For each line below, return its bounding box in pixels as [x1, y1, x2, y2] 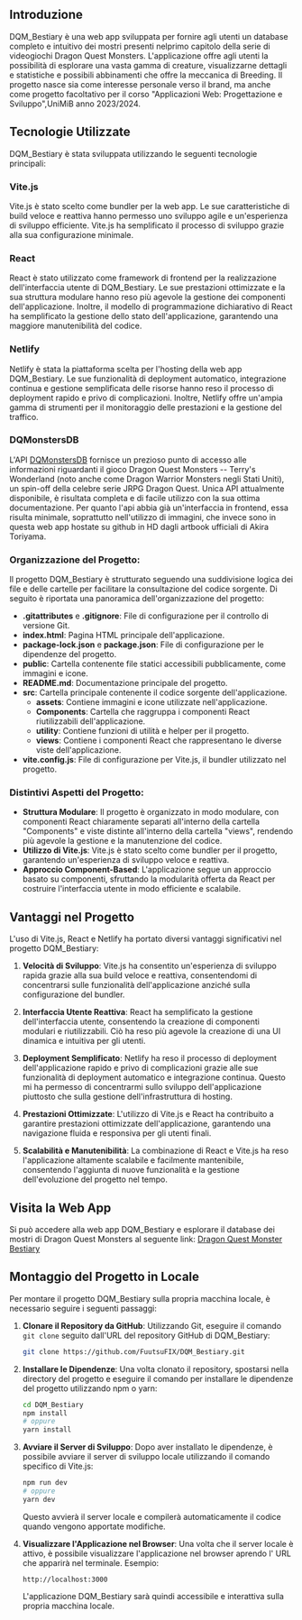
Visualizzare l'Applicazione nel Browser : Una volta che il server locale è [22, 1538, 294, 1549]
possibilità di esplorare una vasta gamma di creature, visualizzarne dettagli [9, 59, 288, 70]
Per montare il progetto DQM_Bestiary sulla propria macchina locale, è [9, 1293, 270, 1304]
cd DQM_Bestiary [22, 1400, 84, 1409]
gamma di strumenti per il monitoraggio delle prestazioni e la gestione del [9, 401, 282, 413]
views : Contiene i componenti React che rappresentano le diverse [35, 735, 282, 746]
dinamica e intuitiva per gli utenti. [22, 1036, 146, 1047]
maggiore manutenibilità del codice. [9, 320, 142, 332]
